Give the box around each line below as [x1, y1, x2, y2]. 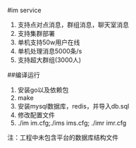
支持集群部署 [17, 30, 55, 37]
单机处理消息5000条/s [17, 47, 82, 55]
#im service [7, 6, 42, 14]
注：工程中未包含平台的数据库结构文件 [7, 133, 118, 142]
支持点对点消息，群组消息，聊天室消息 [17, 20, 129, 29]
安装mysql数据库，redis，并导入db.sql [17, 102, 130, 110]
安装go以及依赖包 [17, 86, 69, 94]
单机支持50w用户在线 [17, 38, 80, 47]
